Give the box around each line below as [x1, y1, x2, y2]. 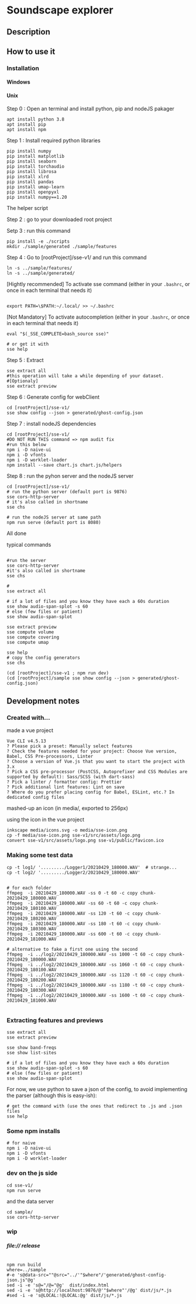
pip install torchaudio [6, 163, 65, 170]
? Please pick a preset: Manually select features [6, 743, 133, 749]
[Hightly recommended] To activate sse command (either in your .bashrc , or [6, 280, 190, 287]
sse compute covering [6, 634, 60, 640]
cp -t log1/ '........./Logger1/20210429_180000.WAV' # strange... [6, 864, 177, 870]
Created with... [6, 714, 50, 722]
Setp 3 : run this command [6, 227, 71, 234]
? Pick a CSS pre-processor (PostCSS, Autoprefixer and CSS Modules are [6, 769, 188, 775]
